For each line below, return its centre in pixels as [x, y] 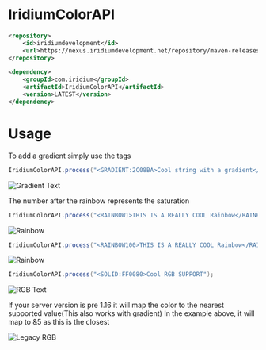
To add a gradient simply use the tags [70, 156]
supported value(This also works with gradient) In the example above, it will [131, 313]
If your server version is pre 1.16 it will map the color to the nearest [116, 305]
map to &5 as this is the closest [59, 322]
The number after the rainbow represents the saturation [99, 201]
